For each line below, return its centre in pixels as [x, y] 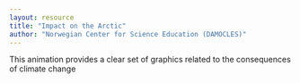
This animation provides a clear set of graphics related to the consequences [150, 60]
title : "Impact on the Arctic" [68, 26]
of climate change [43, 69]
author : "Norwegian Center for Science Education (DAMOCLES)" [128, 34]
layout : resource [42, 17]
